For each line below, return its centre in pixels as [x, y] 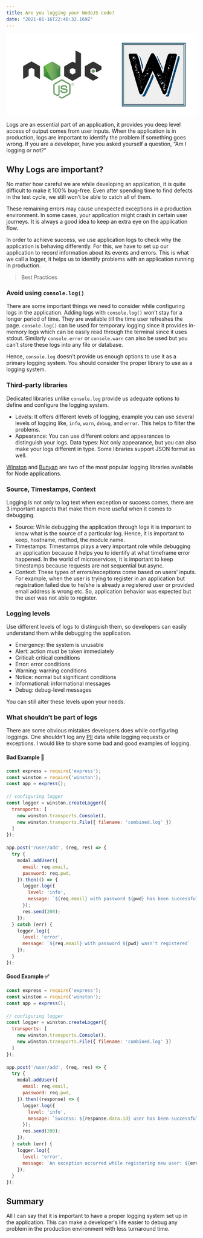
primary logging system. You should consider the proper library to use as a [99, 363]
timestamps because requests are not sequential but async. [89, 565]
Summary [25, 1201]
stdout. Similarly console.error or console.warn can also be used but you [97, 338]
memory [17, 332]
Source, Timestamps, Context [51, 489]
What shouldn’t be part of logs [52, 717]
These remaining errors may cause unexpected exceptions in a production [99, 209]
